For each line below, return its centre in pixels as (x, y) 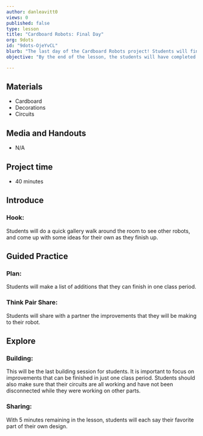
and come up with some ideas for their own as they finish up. (82, 237)
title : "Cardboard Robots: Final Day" (55, 35)
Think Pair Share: (32, 302)
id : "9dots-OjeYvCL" (32, 46)
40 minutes (29, 182)
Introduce (25, 200)
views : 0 (17, 18)
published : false (28, 23)
